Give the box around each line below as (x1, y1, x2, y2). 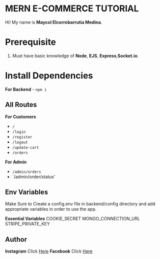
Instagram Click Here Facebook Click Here (5, 248, 93, 254)
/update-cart (12, 145, 39, 150)
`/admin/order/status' (12, 173, 55, 180)
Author (5, 235, 27, 244)
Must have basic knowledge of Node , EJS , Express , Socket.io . (12, 53, 139, 59)
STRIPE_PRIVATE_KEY (5, 221, 50, 227)
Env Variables (5, 188, 48, 196)
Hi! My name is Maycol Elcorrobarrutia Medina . (5, 19, 102, 25)
